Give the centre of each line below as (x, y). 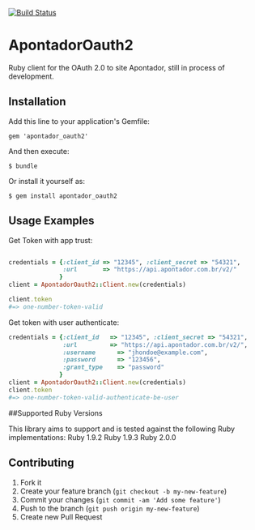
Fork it (31, 482)
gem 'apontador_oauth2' (49, 136)
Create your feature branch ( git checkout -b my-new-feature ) (123, 491)
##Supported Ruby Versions (55, 412)
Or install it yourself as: (47, 181)
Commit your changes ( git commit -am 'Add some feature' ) (120, 499)
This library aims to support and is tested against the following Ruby (122, 429)
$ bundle (23, 166)
